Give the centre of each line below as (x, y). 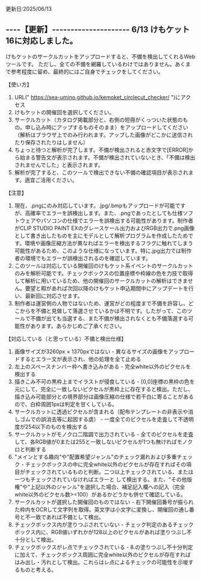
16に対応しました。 (42, 41)
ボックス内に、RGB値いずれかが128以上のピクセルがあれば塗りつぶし (100, 532)
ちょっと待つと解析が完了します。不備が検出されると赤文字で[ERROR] (101, 150)
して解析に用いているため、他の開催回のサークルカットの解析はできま (101, 280)
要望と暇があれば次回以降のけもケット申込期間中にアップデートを (107, 288)
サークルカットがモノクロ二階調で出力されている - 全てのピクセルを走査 (104, 434)
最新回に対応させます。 (54, 296)
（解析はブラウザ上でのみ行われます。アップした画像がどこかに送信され (104, 135)
